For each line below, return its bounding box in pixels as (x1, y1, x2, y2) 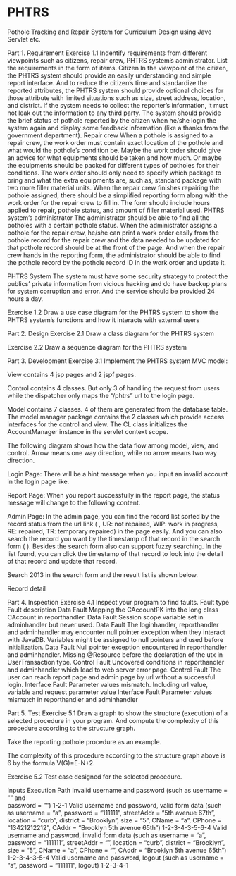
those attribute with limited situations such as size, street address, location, (7, 93, 226, 102)
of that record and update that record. (7, 557, 118, 565)
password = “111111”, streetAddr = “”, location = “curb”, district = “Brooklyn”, (7, 838, 225, 846)
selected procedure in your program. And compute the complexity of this (7, 716, 220, 724)
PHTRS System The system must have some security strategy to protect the (7, 272, 228, 280)
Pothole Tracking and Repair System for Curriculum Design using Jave (7, 27, 212, 36)
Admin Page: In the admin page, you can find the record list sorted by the (7, 512, 221, 520)
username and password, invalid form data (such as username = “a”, (7, 831, 206, 839)
